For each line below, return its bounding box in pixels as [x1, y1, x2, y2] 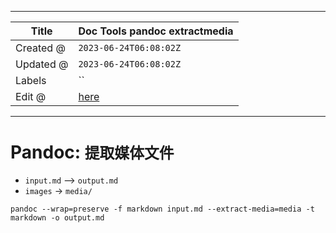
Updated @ [15, 57, 69, 71]
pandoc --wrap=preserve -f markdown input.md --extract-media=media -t [10, 204, 315, 214]
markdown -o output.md [10, 212, 105, 223]
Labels [15, 74, 47, 87]
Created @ [15, 41, 66, 55]
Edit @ [15, 90, 47, 103]
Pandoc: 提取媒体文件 [10, 141, 175, 164]
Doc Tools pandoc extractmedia [78, 24, 234, 38]
